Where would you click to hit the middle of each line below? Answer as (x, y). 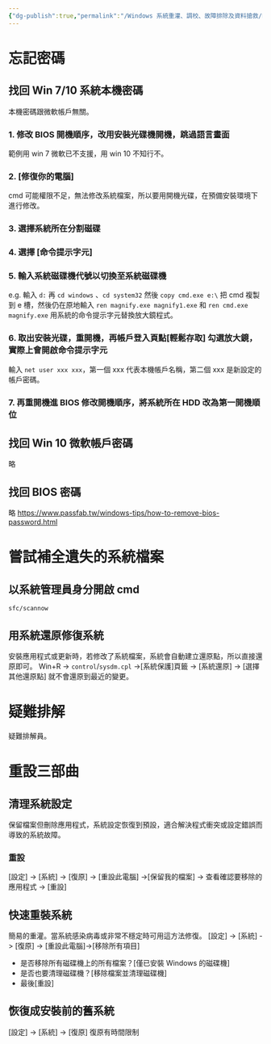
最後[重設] (37, 983)
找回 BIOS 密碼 (45, 492)
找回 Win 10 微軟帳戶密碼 (71, 443)
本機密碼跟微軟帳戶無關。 (51, 111)
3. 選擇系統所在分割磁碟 (54, 229)
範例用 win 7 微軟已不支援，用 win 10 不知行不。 (88, 153)
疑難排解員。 (29, 736)
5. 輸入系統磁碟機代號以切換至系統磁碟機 (88, 275)
